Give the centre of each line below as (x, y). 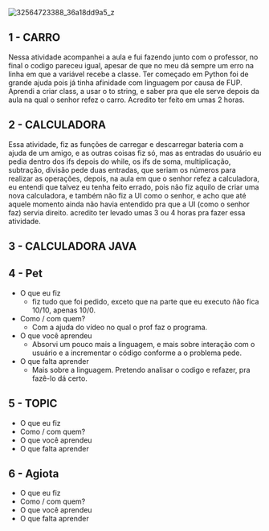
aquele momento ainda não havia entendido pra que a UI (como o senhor (129, 204)
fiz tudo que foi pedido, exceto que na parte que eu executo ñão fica (145, 301)
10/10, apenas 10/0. (64, 310)
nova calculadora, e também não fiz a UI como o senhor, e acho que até (127, 195)
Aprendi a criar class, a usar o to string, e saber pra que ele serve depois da (134, 91)
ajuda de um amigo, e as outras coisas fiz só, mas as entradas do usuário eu (135, 153)
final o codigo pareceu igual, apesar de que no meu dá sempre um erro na (131, 65)
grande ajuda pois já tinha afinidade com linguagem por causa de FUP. (125, 82)
